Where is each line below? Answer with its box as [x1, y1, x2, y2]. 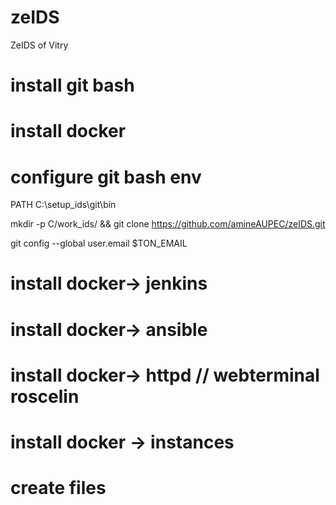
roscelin [10, 385, 80, 408]
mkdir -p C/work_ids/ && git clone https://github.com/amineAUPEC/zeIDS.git [10, 218, 326, 230]
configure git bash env [10, 166, 202, 188]
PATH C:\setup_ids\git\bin [10, 199, 117, 211]
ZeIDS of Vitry [10, 39, 69, 51]
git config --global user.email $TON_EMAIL [10, 237, 188, 250]
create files [10, 477, 107, 500]
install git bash [10, 74, 135, 97]
